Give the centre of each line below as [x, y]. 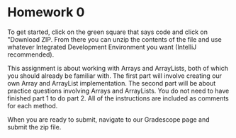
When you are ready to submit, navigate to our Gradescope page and [109, 119]
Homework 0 [46, 12]
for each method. [33, 105]
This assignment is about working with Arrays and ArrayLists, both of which [118, 68]
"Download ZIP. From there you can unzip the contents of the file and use [114, 39]
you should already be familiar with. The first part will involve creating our [114, 76]
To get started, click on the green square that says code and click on [107, 32]
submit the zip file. [34, 127]
